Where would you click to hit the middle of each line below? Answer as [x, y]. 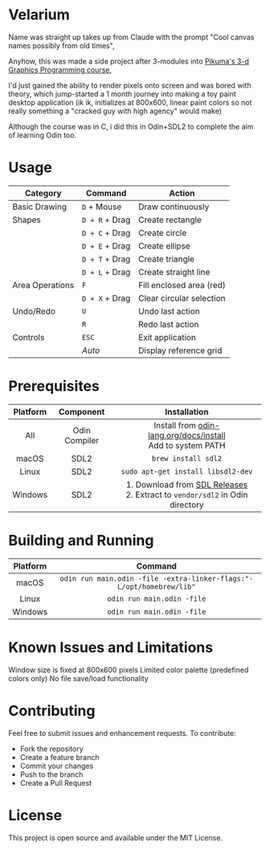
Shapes [27, 220]
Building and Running [81, 540]
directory [187, 504]
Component [82, 412]
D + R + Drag [106, 220]
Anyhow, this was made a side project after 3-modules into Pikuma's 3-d [129, 61]
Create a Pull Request [56, 782]
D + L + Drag [106, 272]
